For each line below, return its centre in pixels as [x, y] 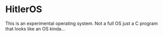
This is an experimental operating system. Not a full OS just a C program [81, 23]
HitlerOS [24, 9]
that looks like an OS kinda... [35, 28]
